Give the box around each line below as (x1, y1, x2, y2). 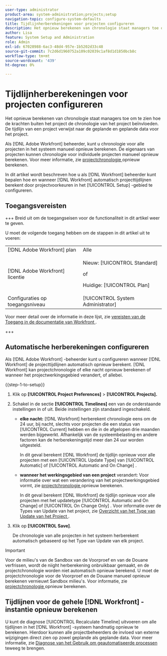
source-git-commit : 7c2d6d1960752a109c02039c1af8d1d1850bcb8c (5, 49, 137, 54)
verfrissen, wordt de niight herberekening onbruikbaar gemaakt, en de (5, 562, 149, 568)
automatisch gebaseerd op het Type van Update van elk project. (12, 537, 144, 544)
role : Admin (5, 40, 30, 45)
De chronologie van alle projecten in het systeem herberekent (12, 532, 139, 538)
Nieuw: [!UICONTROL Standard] (83, 259, 158, 266)
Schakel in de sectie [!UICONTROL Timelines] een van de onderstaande (12, 401, 161, 407)
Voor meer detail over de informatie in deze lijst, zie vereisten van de (5, 313, 146, 319)
